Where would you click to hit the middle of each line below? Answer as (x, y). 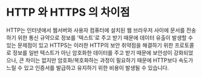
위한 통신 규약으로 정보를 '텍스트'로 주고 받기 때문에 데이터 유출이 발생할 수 (105, 37)
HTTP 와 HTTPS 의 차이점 (68, 12)
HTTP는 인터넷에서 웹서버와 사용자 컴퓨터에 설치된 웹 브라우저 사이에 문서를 (96, 30)
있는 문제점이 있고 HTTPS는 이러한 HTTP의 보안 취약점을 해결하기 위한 (90, 45)
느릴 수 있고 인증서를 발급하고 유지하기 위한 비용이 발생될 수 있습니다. (88, 67)
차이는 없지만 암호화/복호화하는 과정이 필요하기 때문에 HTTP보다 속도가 (109, 60)
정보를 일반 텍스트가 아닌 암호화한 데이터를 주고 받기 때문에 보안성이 (92, 52)
